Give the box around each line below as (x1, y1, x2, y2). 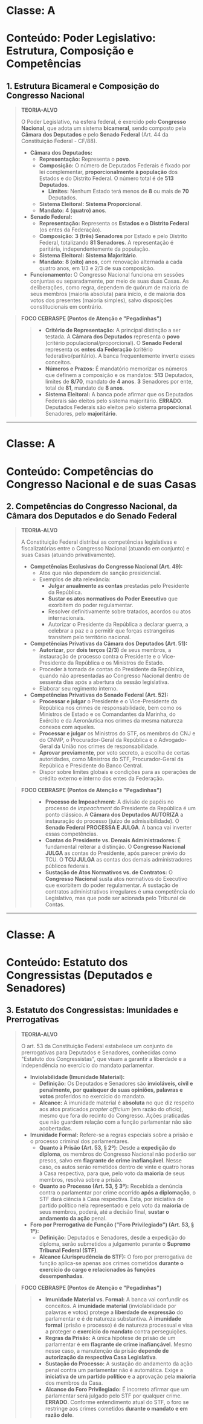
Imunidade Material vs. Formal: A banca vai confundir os (45, 1295, 189, 1303)
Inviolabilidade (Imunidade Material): (30, 1073, 125, 1080)
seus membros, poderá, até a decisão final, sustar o (39, 1208, 169, 1215)
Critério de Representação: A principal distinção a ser (45, 327, 181, 334)
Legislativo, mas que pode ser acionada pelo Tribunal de (45, 895, 186, 902)
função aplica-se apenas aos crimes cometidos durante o (39, 1259, 184, 1266)
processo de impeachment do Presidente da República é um (45, 805, 196, 812)
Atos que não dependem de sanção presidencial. (39, 569, 161, 577)
